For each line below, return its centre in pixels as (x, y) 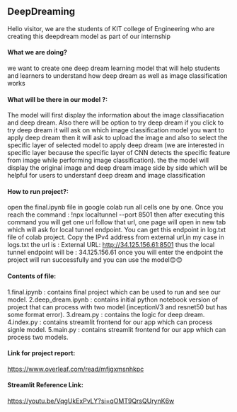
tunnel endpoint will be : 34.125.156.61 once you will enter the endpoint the (115, 252)
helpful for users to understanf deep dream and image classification (106, 176)
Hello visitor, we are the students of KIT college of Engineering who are (111, 28)
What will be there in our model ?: (58, 99)
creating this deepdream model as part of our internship (89, 36)
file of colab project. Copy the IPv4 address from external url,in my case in (116, 237)
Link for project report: (41, 353)
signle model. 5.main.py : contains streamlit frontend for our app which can (117, 329)
